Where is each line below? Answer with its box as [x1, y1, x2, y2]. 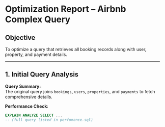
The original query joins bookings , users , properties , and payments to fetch [5, 88, 156, 94]
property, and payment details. [5, 51, 67, 57]
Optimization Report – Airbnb [5, 3, 126, 15]
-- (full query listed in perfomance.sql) [5, 117, 93, 122]
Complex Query [5, 14, 71, 25]
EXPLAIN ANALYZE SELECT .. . [5, 113, 63, 118]
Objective [5, 33, 36, 42]
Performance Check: [5, 103, 49, 109]
